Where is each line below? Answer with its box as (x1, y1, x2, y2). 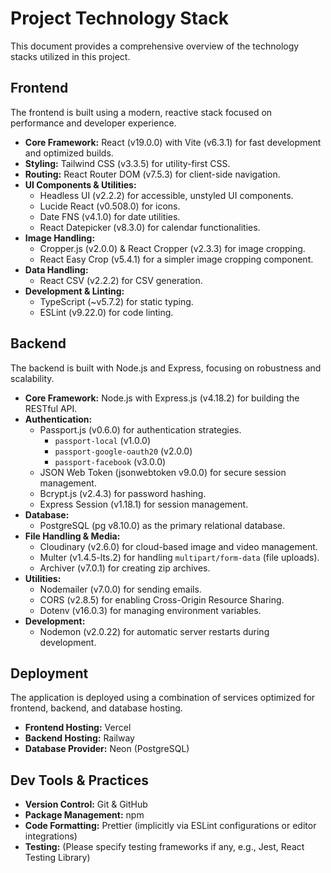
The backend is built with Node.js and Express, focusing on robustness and (10, 362, 322, 374)
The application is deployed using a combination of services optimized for (10, 692, 316, 704)
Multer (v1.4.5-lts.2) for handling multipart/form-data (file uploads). (39, 551, 320, 563)
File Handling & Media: (24, 530, 121, 542)
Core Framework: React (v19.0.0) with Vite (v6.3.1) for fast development (24, 136, 322, 148)
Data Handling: (24, 263, 89, 276)
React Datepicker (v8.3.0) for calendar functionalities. (39, 221, 261, 233)
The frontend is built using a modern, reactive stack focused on (10, 106, 273, 118)
